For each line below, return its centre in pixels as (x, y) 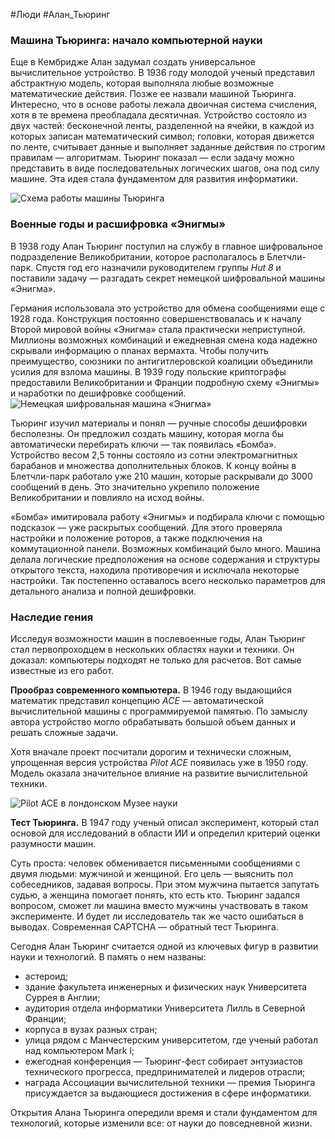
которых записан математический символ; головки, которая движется (162, 136)
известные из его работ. (62, 670)
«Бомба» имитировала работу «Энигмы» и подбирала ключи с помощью (167, 516)
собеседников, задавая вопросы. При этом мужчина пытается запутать (165, 884)
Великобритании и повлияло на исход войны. (107, 497)
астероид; (46, 976)
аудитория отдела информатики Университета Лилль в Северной (165, 1008)
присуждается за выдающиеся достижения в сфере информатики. (168, 1093)
